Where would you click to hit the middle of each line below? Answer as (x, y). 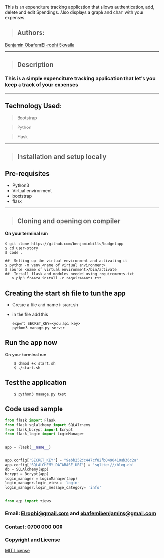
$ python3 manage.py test (40, 394)
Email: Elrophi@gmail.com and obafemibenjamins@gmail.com (81, 513)
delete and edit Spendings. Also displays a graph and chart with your (74, 12)
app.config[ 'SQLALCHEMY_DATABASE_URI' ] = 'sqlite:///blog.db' (70, 465)
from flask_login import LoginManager (44, 434)
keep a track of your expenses (42, 85)
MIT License (18, 550)
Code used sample (34, 409)
